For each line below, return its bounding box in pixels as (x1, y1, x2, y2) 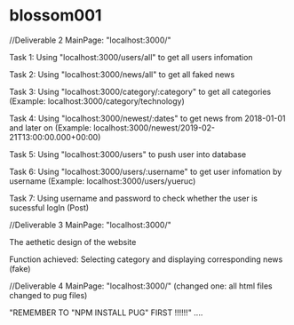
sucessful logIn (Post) (9, 202, 90, 213)
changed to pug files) (9, 289, 88, 300)
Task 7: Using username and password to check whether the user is (9, 193, 258, 203)
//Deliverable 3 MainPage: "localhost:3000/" (9, 219, 171, 230)
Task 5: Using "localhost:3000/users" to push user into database (9, 148, 247, 160)
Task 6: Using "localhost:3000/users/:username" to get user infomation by (9, 166, 282, 177)
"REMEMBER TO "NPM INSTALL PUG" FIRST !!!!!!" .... (9, 307, 203, 318)
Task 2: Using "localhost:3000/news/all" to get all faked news (9, 68, 235, 80)
